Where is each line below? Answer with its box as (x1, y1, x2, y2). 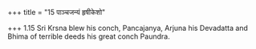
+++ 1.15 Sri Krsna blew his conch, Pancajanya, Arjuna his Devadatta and (7, 24, 248, 32)
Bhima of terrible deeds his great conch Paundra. (7, 32, 170, 41)
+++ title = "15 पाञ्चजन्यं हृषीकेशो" (7, 8, 106, 17)
